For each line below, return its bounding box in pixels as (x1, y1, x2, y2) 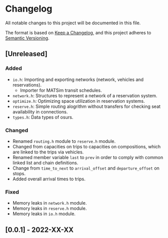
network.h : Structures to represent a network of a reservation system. (12, 92, 157, 99)
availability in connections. (12, 108, 68, 114)
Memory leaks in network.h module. (12, 200, 87, 206)
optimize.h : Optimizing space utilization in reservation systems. (12, 98, 145, 104)
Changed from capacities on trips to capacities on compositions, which (12, 143, 161, 149)
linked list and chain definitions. (12, 160, 78, 166)
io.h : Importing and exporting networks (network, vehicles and (12, 76, 144, 83)
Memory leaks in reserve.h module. (12, 206, 87, 212)
